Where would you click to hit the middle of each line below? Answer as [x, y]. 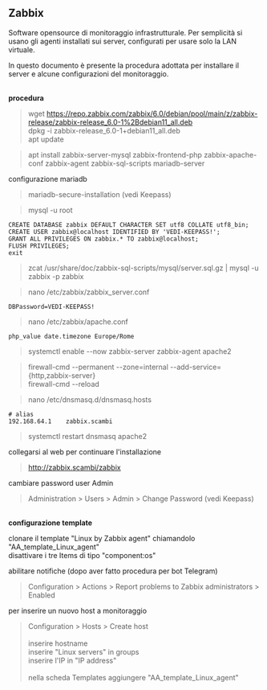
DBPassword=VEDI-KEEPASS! [51, 306]
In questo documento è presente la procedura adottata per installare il [123, 65]
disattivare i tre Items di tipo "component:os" [82, 555]
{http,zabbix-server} [62, 375]
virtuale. [22, 49]
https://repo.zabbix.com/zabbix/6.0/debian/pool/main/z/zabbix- [152, 113]
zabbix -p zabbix [56, 276]
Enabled [42, 595]
